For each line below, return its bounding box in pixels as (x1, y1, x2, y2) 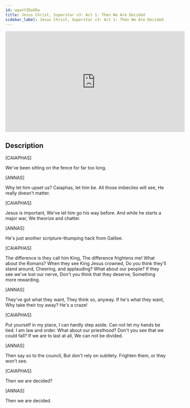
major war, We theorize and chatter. (5, 216, 81, 222)
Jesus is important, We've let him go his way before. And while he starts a (5, 210, 161, 216)
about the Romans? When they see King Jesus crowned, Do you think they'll (5, 261, 166, 267)
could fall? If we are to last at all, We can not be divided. (5, 333, 123, 339)
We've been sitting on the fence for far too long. (5, 165, 107, 171)
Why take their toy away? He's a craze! (5, 302, 88, 308)
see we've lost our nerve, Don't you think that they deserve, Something (5, 271, 155, 277)
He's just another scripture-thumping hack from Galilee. (5, 235, 123, 241)
